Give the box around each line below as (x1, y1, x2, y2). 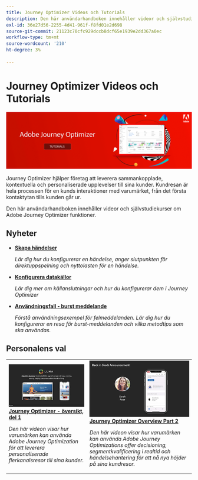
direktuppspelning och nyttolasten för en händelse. (14, 262, 140, 269)
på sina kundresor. (89, 460, 136, 468)
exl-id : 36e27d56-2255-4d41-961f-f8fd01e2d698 (6, 22, 123, 28)
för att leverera (8, 444, 45, 452)
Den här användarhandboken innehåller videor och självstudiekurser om (6, 205, 181, 212)
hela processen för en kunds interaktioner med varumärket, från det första (6, 187, 187, 194)
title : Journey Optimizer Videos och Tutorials (6, 9, 126, 15)
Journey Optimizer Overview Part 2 (89, 417, 179, 425)
